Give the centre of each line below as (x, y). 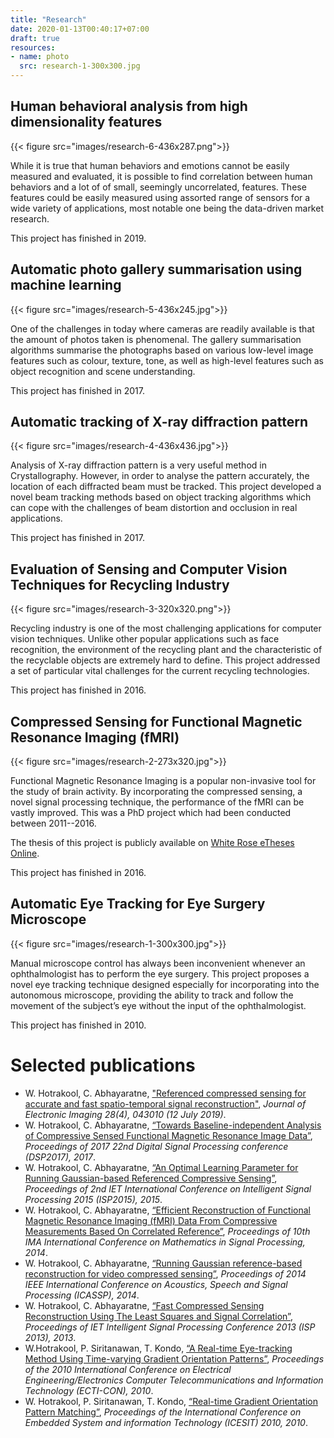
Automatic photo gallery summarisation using (156, 269)
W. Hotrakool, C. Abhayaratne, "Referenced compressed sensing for (165, 1093)
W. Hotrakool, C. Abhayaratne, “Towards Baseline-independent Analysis (173, 1125)
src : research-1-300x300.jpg (80, 66)
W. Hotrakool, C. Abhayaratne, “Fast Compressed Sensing (144, 1305)
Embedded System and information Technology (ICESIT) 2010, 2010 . (166, 1422)
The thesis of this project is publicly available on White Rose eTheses (152, 843)
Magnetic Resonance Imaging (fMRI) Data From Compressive (151, 1220)
